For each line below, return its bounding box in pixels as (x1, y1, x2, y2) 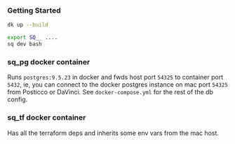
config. (7, 95, 28, 103)
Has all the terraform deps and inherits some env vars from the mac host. (7, 129, 220, 137)
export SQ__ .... (7, 34, 58, 41)
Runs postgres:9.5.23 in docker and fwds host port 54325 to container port (7, 73, 223, 82)
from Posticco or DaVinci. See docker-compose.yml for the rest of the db (7, 88, 214, 96)
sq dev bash (7, 41, 42, 48)
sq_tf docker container (7, 113, 86, 122)
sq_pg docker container (7, 57, 90, 66)
